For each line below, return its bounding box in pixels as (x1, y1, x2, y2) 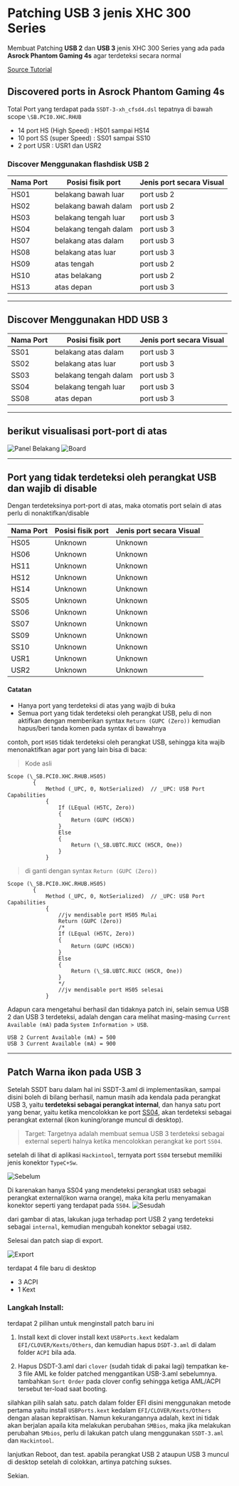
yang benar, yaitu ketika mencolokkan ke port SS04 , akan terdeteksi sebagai (7, 1108, 232, 1116)
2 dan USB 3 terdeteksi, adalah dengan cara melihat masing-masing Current (7, 1012, 231, 1021)
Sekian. (7, 1471, 30, 1480)
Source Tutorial (7, 65, 52, 73)
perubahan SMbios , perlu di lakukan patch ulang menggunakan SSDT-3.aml (7, 1428, 224, 1437)
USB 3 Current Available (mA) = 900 (7, 1040, 116, 1047)
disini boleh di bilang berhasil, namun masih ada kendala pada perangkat (7, 1093, 221, 1101)
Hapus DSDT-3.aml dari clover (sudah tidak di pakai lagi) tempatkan (17, 1361, 218, 1370)
